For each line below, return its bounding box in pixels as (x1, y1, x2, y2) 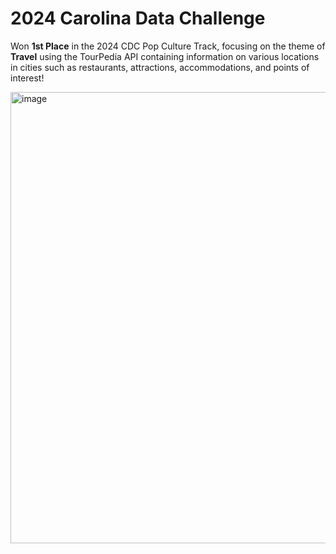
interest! (10, 72, 45, 84)
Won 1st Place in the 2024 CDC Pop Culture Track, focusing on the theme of (10, 40, 326, 52)
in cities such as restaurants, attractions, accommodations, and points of (10, 61, 310, 73)
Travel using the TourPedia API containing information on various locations (10, 50, 320, 62)
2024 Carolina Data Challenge (10, 7, 266, 30)
